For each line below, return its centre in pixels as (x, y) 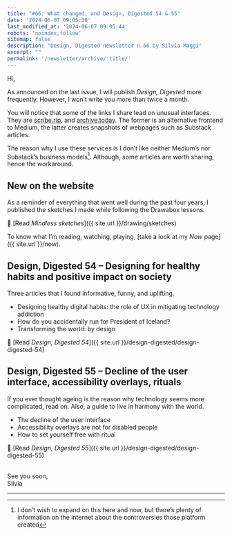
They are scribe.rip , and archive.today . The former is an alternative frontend (115, 120)
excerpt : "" (24, 53)
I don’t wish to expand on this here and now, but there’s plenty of (109, 509)
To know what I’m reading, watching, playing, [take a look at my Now (105, 237)
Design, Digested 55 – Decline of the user (98, 371)
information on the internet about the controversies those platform (111, 517)
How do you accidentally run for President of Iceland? (94, 322)
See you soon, (28, 476)
